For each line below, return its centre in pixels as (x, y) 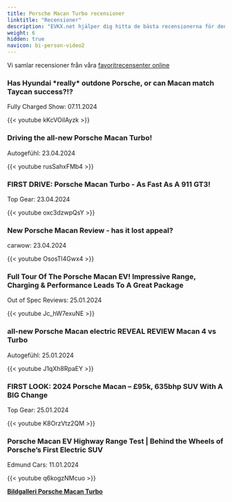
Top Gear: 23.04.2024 (39, 199)
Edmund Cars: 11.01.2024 (43, 465)
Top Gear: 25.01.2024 (38, 410)
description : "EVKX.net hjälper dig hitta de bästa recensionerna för (111, 26)
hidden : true (26, 39)
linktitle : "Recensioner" (44, 20)
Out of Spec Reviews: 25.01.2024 (55, 300)
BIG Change (28, 395)
